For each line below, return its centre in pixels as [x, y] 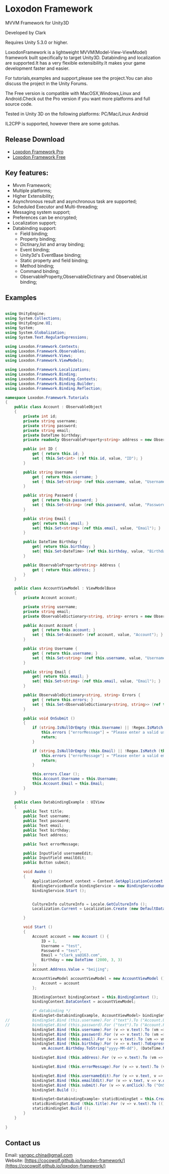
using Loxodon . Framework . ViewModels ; [45, 360]
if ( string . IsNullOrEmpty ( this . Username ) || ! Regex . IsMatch [98, 728]
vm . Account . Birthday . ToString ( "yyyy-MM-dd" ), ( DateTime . [102, 1049]
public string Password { [51, 495]
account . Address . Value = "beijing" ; [70, 969]
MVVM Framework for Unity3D [37, 23]
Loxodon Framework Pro [38, 152]
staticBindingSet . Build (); [62, 1109]
